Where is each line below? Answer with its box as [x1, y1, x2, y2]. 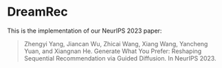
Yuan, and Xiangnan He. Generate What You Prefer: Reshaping [23, 47, 202, 55]
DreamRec [7, 4, 68, 20]
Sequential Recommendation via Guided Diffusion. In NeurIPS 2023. [23, 54, 217, 62]
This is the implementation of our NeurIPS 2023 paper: [7, 27, 162, 35]
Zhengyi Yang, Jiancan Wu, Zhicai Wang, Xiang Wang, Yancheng [23, 39, 208, 48]
